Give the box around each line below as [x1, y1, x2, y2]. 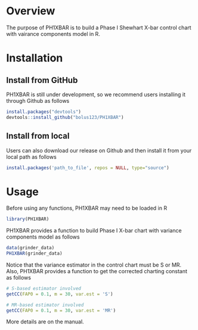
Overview [6, 4, 55, 18]
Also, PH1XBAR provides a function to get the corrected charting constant [6, 267, 188, 274]
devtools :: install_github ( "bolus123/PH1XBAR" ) [6, 114, 124, 120]
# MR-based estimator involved [6, 302, 84, 308]
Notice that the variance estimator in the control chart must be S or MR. [6, 261, 182, 268]
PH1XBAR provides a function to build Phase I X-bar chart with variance [6, 227, 182, 234]
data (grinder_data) [6, 245, 55, 251]
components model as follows [6, 233, 80, 240]
